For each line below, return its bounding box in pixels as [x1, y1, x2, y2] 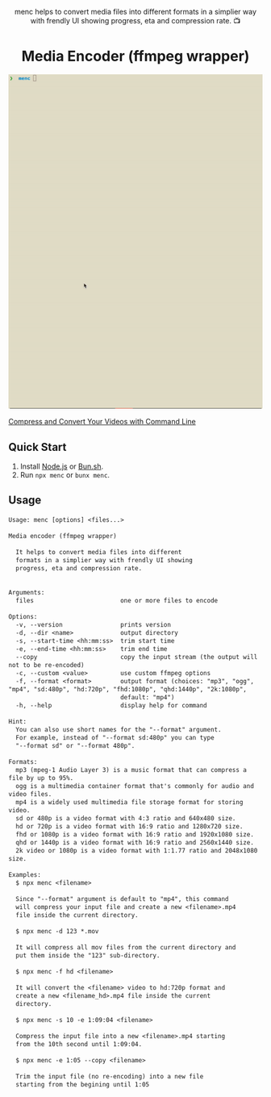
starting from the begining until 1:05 [15, 1080, 150, 1088]
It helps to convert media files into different [15, 548, 182, 556]
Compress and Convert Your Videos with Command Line [8, 417, 196, 427]
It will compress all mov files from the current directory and [15, 943, 236, 951]
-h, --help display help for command [15, 701, 207, 709]
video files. [8, 790, 52, 798]
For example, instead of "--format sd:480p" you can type [15, 733, 215, 741]
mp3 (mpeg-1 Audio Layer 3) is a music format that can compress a [15, 765, 248, 774]
